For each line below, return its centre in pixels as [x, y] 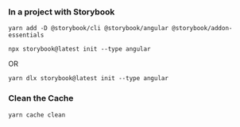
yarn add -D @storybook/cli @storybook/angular [89, 29]
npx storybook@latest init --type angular [79, 49]
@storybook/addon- [202, 29]
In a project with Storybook [62, 12]
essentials [26, 35]
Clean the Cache [41, 98]
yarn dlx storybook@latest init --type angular [89, 79]
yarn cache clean [37, 115]
